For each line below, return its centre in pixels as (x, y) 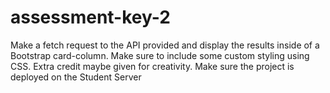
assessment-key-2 (90, 17)
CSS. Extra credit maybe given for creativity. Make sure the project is (152, 66)
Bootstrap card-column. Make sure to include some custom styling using (160, 55)
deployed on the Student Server (76, 77)
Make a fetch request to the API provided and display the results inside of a (165, 45)
